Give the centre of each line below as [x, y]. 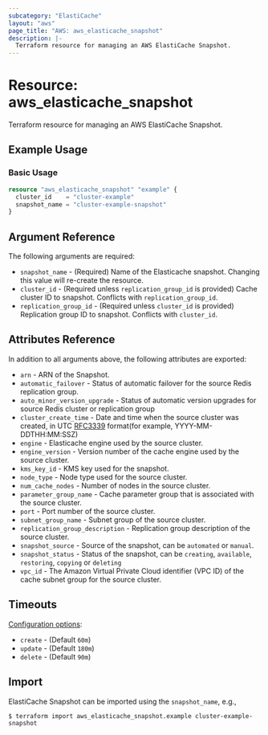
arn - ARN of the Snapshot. [65, 374]
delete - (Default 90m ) [55, 656]
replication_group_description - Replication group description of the [135, 528]
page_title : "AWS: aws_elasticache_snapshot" [85, 31]
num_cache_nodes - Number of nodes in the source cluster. [115, 485]
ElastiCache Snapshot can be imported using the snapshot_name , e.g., [122, 701]
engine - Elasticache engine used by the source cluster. [111, 443]
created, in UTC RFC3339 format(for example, [96, 426]
